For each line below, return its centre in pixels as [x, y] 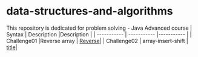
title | [12, 47]
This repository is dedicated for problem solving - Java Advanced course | [99, 28]
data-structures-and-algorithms [90, 11]
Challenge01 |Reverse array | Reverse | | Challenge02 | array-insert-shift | [97, 41]
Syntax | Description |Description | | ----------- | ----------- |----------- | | [99, 34]
